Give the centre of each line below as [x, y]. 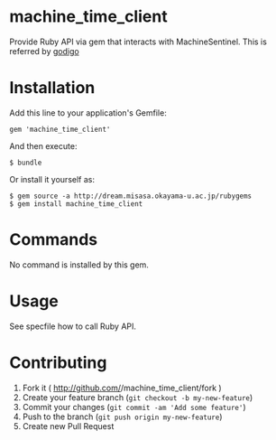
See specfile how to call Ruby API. [73, 326]
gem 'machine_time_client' [60, 129]
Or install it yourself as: [52, 179]
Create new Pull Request [68, 426]
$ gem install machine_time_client [76, 204]
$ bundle [26, 163]
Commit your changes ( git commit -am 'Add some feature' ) [134, 407]
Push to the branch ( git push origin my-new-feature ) [122, 417]
